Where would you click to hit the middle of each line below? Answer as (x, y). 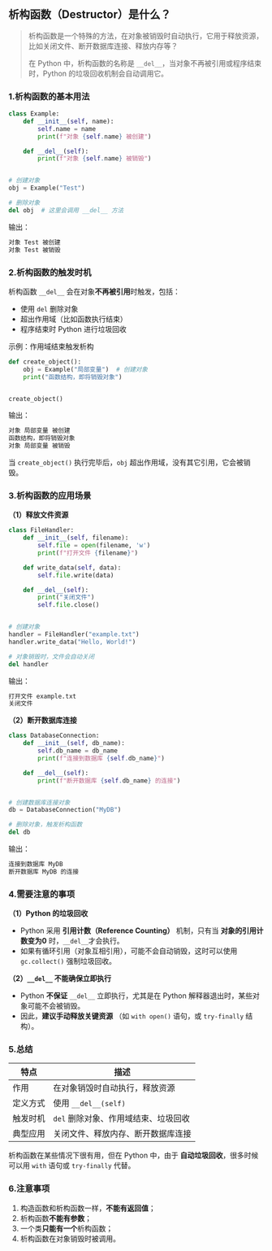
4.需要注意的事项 (42, 894)
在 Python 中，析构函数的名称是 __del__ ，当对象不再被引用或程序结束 (145, 63)
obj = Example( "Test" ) (47, 188)
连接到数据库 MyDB (36, 865)
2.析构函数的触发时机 (50, 272)
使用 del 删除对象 (49, 308)
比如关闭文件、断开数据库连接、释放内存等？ (103, 46)
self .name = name (67, 129)
